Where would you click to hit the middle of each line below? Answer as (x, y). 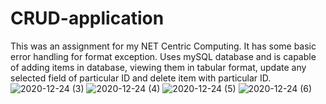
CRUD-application (87, 18)
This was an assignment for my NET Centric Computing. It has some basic (163, 46)
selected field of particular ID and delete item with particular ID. (141, 78)
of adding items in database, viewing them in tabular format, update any (158, 67)
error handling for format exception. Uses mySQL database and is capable (163, 56)
